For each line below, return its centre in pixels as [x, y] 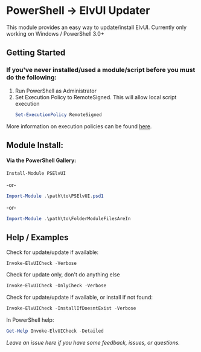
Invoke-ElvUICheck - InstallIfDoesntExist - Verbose [71, 308]
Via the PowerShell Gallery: [41, 160]
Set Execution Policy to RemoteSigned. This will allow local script [96, 97]
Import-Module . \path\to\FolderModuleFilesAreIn [69, 218]
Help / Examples [37, 237]
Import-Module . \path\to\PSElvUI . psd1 [55, 196]
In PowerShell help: [30, 320]
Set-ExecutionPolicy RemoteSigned [58, 115]
